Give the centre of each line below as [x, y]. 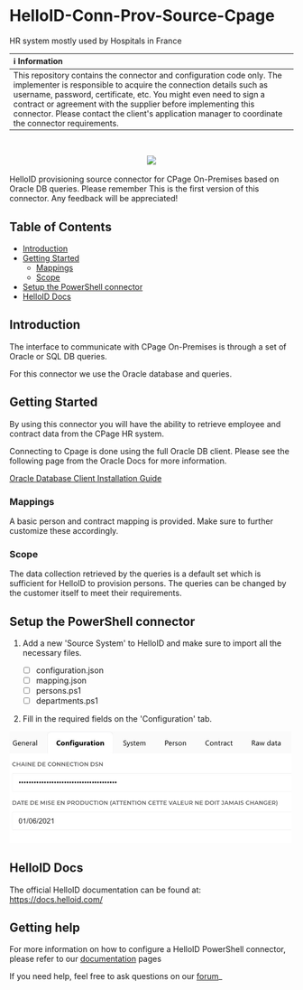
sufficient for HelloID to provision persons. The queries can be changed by [148, 584]
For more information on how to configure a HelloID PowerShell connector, [148, 949]
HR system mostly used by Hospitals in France [96, 41]
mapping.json [61, 681]
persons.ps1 [58, 691]
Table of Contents [61, 227]
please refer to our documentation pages [86, 959]
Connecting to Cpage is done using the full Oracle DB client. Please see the [150, 451]
